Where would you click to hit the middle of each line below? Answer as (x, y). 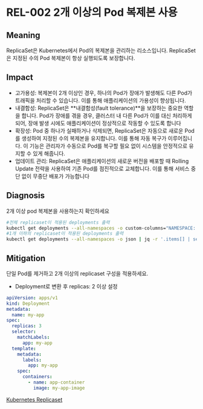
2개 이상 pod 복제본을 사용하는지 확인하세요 (58, 211)
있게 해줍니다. (49, 153)
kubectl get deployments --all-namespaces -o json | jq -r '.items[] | (98, 239)
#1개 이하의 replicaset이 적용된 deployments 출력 (65, 234)
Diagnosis (26, 195)
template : (24, 348)
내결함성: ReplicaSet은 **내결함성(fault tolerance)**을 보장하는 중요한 (99, 108)
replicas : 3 (27, 326)
